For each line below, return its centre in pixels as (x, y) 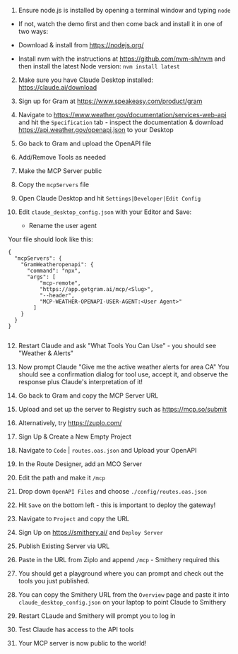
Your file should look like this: (51, 239)
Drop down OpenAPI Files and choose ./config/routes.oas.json (113, 491)
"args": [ (41, 277)
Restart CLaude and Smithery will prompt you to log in (97, 616)
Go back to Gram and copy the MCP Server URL (88, 396)
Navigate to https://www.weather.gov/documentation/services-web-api (122, 115)
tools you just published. (54, 581)
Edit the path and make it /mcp (61, 477)
